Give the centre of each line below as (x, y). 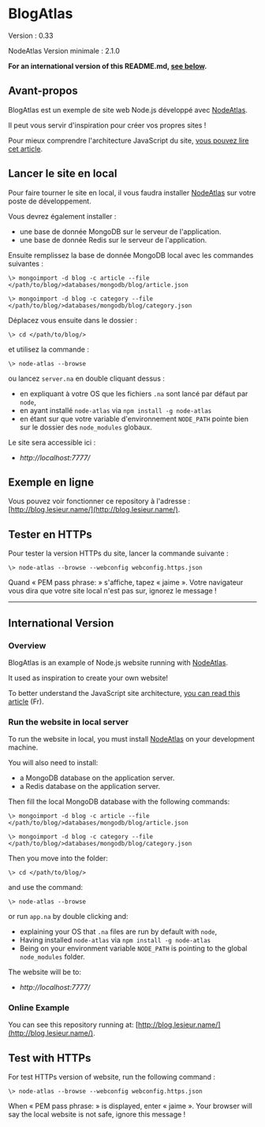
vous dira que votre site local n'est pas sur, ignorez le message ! (112, 591)
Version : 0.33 (31, 35)
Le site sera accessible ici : (52, 442)
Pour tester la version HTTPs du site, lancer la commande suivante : (118, 553)
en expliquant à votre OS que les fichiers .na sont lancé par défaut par (134, 393)
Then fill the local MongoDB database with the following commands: (119, 802)
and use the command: (46, 887)
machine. (23, 748)
